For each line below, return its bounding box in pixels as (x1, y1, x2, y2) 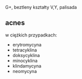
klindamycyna (12, 62, 42, 69)
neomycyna (12, 68, 37, 74)
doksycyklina (12, 52, 40, 58)
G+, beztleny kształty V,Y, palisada (5, 4, 77, 10)
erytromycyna (12, 41, 42, 47)
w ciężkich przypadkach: (5, 32, 57, 38)
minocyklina (12, 57, 38, 63)
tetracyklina (12, 47, 37, 53)
